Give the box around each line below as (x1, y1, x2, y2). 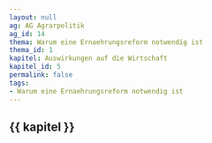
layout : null (9, 12, 57, 22)
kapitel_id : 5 (9, 63, 62, 71)
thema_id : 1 (9, 46, 53, 55)
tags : (9, 79, 29, 87)
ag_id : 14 (9, 29, 46, 38)
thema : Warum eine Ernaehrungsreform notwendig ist (9, 37, 203, 47)
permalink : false (9, 71, 73, 79)
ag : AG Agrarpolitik (9, 21, 86, 30)
